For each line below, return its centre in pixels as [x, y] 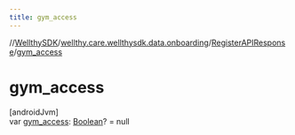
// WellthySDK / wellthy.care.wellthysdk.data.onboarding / [110, 42]
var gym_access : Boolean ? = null [70, 121]
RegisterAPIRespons [248, 42]
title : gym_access [43, 17]
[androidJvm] [34, 112]
